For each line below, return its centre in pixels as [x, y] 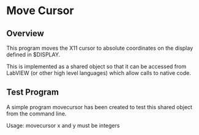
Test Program [33, 92]
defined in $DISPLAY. [33, 55]
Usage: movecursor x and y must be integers [63, 125]
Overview [25, 33]
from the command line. [36, 114]
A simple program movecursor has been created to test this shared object [99, 107]
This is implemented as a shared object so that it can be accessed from [96, 66]
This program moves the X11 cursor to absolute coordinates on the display [100, 48]
